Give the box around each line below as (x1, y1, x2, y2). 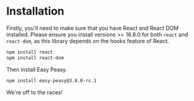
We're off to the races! (6, 88, 63, 96)
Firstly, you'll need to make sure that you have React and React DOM (6, 24, 179, 32)
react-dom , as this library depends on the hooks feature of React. (6, 37, 170, 44)
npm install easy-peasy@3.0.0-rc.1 (6, 77, 97, 83)
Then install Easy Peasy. (6, 66, 68, 73)
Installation (6, 4, 65, 18)
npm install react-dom (6, 55, 64, 61)
